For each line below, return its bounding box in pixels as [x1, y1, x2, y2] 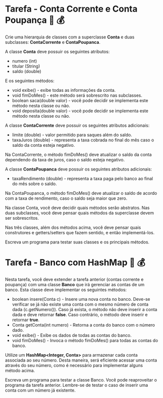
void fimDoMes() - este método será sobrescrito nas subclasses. [12, 92, 143, 98]
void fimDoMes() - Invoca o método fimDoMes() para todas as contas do [12, 337, 158, 343]
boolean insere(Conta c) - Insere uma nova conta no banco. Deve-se [12, 296, 150, 302]
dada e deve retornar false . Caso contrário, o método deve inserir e [12, 311, 148, 317]
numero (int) [12, 58, 37, 64]
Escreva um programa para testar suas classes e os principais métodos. [5, 239, 150, 245]
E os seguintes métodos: [5, 78, 54, 84]
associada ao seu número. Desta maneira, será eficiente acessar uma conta [5, 357, 157, 363]
